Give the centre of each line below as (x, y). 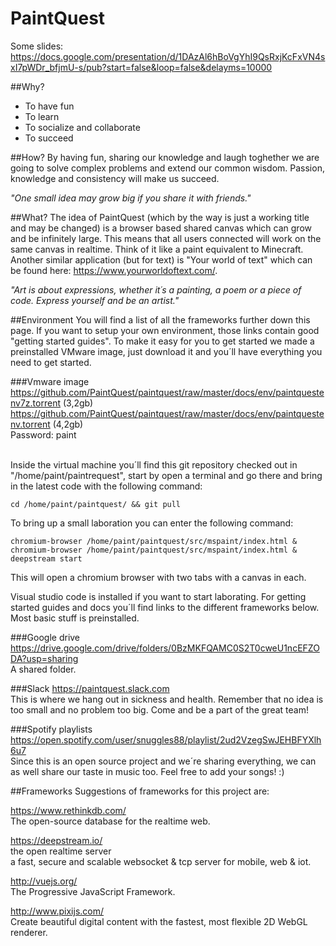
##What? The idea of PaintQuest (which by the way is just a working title (160, 217)
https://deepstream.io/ (56, 840)
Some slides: (37, 46)
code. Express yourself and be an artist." (95, 300)
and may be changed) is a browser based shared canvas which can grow (161, 228)
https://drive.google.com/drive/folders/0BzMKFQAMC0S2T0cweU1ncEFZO (165, 648)
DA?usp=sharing (44, 658)
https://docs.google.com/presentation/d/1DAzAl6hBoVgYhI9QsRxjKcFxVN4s (168, 56)
